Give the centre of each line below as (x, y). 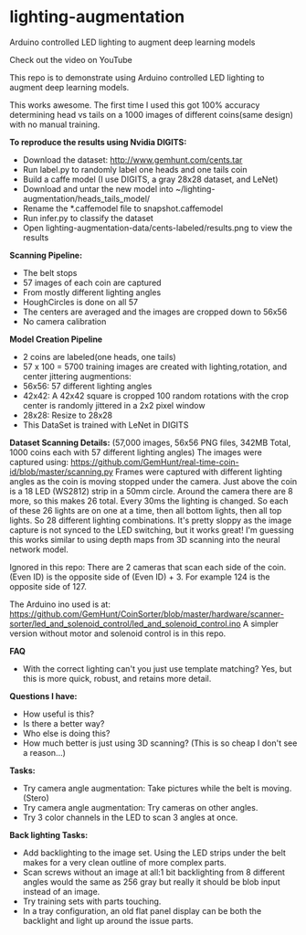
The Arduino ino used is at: (60, 604)
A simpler (260, 623)
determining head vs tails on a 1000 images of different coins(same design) (152, 114)
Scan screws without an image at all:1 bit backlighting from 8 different (154, 872)
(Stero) (36, 798)
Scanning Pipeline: (46, 255)
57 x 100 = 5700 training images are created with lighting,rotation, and (155, 367)
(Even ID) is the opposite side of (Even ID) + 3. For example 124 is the (140, 577)
